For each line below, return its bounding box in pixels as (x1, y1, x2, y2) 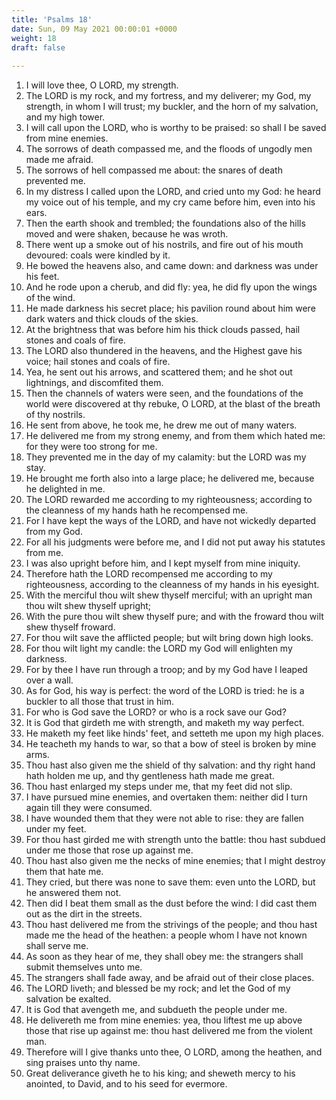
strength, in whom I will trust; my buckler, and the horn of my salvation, (25, 101, 319, 113)
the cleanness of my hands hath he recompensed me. (25, 504, 249, 516)
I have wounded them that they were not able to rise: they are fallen (25, 812, 304, 825)
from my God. (25, 526, 83, 538)
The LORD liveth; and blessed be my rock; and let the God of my (25, 982, 291, 995)
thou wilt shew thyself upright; (25, 600, 152, 612)
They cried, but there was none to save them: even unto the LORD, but (25, 876, 316, 888)
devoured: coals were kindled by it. (25, 249, 171, 261)
